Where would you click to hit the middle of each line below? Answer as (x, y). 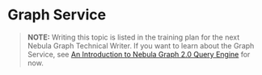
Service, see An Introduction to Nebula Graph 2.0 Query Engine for (139, 54)
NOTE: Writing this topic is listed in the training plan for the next (133, 37)
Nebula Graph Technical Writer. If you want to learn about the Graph (141, 45)
